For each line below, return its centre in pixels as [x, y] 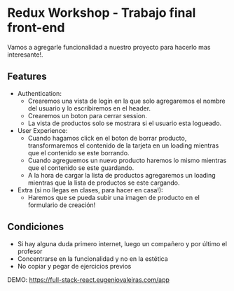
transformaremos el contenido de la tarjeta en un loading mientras [123, 145]
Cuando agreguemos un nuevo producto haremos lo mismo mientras [127, 160]
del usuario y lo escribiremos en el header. [89, 108]
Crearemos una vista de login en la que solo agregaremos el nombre [126, 101]
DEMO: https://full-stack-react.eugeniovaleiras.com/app [89, 279]
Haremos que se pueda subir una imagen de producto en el [113, 197]
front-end [36, 28]
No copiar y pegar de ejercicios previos [74, 266]
